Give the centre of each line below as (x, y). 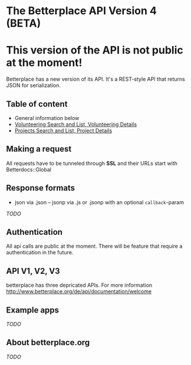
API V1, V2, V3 (33, 271)
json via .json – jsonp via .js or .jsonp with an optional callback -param (99, 202)
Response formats (41, 188)
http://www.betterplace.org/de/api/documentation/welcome (79, 291)
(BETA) (24, 23)
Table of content (37, 104)
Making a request (39, 149)
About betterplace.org (48, 343)
